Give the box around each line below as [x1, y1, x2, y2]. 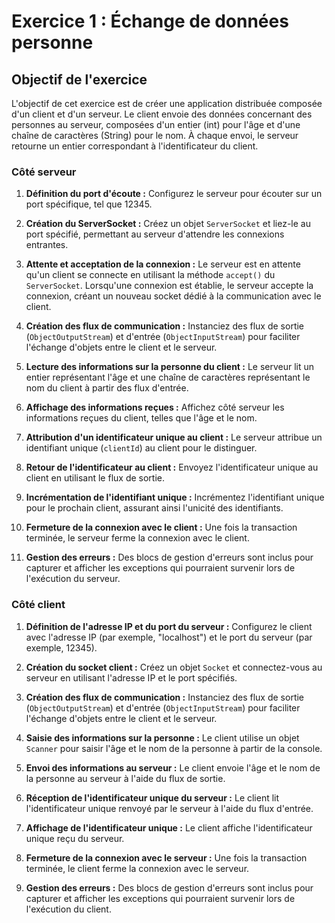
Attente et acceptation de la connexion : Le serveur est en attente [25, 258, 301, 270]
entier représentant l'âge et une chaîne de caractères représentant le [25, 371, 311, 384]
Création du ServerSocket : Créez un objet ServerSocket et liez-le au [25, 218, 311, 230]
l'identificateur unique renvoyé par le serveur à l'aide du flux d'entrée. [25, 802, 314, 814]
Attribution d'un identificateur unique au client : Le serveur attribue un [25, 431, 323, 444]
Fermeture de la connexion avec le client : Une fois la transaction [25, 521, 298, 534]
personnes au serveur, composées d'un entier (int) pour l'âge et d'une [11, 119, 301, 130]
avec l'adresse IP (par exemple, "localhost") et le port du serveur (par [25, 631, 313, 643]
